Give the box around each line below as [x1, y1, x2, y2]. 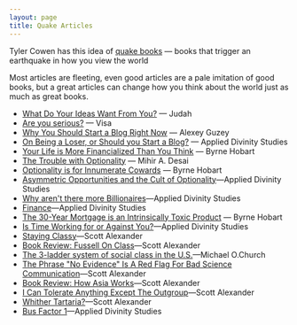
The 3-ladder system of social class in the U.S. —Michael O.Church [21, 249, 266, 259]
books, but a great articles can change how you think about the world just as [9, 81, 289, 92]
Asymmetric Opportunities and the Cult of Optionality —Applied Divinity [21, 174, 282, 184]
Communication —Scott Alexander [21, 267, 146, 279]
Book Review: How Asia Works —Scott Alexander [21, 277, 201, 288]
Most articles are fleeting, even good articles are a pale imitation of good [9, 72, 275, 82]
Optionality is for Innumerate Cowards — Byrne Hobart [21, 165, 223, 175]
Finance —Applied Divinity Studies [21, 202, 146, 213]
